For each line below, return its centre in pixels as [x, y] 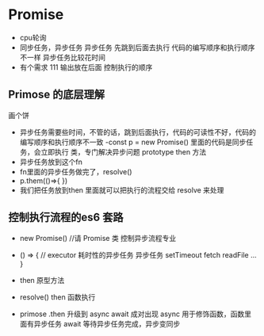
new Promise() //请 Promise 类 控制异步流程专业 [98, 238]
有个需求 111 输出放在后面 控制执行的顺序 [86, 67]
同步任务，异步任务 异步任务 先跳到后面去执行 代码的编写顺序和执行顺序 [137, 47]
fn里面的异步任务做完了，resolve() [76, 171]
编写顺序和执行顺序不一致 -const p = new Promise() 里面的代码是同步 [133, 142]
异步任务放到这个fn [51, 162]
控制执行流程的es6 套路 [66, 218]
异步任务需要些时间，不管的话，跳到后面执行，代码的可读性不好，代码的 [138, 132]
